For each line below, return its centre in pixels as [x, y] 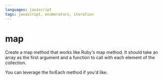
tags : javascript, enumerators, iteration [49, 14]
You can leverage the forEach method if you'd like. [57, 73]
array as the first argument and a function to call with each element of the [80, 58]
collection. [16, 63]
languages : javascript [28, 10]
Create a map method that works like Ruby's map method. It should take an [81, 52]
